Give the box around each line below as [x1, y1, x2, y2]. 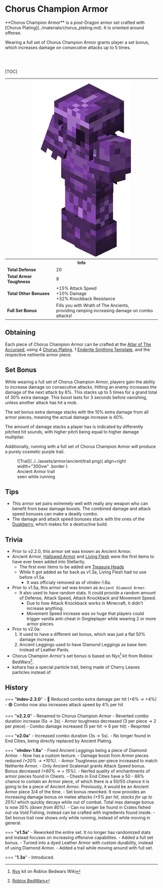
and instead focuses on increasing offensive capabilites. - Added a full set [5, 835, 154, 841]
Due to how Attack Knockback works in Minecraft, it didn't [26, 600, 143, 606]
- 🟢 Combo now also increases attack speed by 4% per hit [5, 702, 124, 708]
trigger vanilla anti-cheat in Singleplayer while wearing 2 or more [26, 616, 156, 622]
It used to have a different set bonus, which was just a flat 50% [19, 631, 146, 637]
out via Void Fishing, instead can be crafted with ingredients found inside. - [5, 809, 155, 815]
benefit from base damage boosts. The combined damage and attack [12, 506, 151, 512]
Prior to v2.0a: [12, 626, 41, 632]
